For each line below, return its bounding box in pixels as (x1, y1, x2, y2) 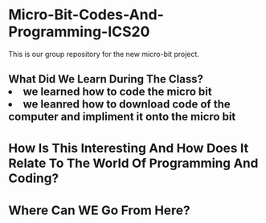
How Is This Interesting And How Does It (8, 140, 249, 156)
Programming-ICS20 (8, 22, 150, 41)
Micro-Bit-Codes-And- (8, 6, 165, 24)
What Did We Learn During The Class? (8, 72, 203, 86)
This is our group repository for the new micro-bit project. (8, 49, 199, 59)
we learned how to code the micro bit (23, 85, 212, 99)
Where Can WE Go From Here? (8, 202, 190, 218)
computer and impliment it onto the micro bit (8, 110, 236, 124)
